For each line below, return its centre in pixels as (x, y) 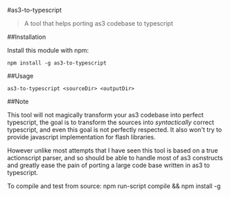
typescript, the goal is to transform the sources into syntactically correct (111, 122)
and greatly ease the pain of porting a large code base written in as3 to (108, 165)
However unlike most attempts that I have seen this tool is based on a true (113, 151)
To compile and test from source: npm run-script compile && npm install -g (114, 186)
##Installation (27, 37)
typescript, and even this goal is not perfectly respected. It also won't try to (115, 130)
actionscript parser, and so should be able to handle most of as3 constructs (115, 158)
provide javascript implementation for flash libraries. (81, 137)
